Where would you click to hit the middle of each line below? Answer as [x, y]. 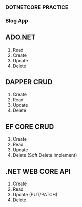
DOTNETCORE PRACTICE [37, 7]
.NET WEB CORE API [38, 171]
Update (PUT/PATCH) [35, 195]
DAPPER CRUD [29, 82]
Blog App [17, 20]
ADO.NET [20, 38]
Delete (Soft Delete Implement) [45, 155]
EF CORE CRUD [30, 126]
